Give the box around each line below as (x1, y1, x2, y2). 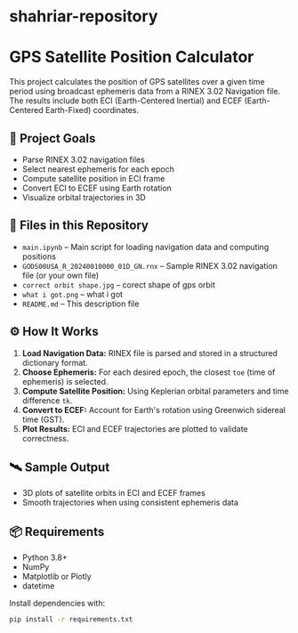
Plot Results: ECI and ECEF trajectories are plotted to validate (21, 423, 249, 434)
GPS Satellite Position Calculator (9, 47, 254, 68)
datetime (21, 580, 55, 591)
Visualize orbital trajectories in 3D (21, 191, 147, 202)
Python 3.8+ (21, 552, 68, 563)
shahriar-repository (9, 6, 158, 27)
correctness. (21, 433, 69, 443)
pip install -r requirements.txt (9, 615, 133, 624)
